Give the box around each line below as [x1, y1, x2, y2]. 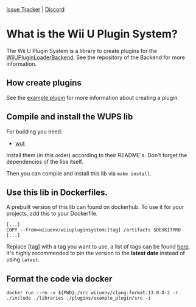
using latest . [6, 256, 40, 263]
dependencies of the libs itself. [6, 158, 83, 165]
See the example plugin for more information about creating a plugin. [6, 94, 180, 101]
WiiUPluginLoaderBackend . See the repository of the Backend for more [6, 54, 186, 61]
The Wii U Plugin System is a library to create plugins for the [6, 47, 158, 54]
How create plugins [6, 78, 82, 88]
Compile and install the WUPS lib [6, 111, 133, 122]
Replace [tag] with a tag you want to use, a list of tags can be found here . [6, 243, 191, 250]
